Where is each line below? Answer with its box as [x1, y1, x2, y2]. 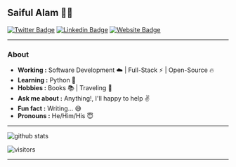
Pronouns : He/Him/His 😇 [17, 112, 93, 120]
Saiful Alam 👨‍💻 [7, 7, 73, 19]
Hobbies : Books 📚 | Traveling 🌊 [17, 84, 112, 92]
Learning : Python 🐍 [17, 76, 76, 85]
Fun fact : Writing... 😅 [17, 104, 82, 112]
